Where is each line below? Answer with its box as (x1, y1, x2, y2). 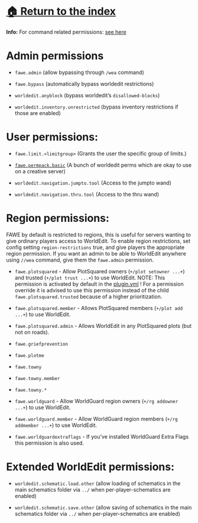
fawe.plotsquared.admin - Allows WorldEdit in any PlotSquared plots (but (14, 322, 192, 329)
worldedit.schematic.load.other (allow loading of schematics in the (14, 480, 181, 487)
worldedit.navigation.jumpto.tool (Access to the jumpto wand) (14, 179, 171, 186)
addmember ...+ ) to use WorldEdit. (14, 422, 98, 429)
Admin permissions (6, 49, 104, 63)
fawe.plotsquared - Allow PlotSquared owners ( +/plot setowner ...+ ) (14, 267, 185, 275)
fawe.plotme (14, 352, 44, 359)
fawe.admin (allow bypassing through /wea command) (14, 69, 144, 76)
